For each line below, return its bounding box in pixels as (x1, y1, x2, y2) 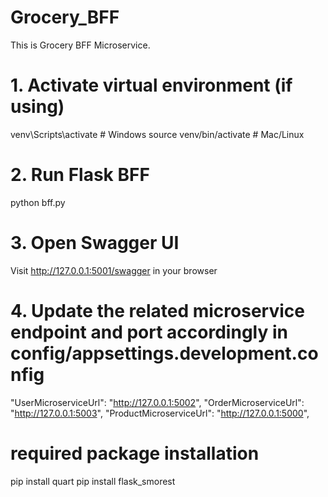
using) (10, 96, 65, 118)
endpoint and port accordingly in (10, 321, 288, 343)
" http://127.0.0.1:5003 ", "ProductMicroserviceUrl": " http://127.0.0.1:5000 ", (10, 407, 310, 419)
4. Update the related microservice (10, 299, 305, 322)
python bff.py (10, 196, 66, 208)
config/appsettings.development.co (10, 342, 319, 365)
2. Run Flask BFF (10, 164, 150, 186)
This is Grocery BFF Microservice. (10, 39, 151, 51)
